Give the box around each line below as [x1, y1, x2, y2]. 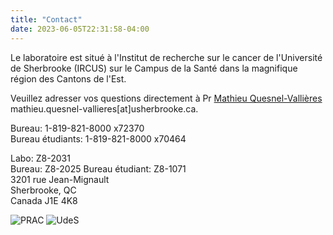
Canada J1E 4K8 [10, 194, 78, 206]
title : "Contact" [10, 14, 83, 25]
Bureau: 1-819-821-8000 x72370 [10, 122, 145, 134]
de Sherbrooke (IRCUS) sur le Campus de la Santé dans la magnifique [10, 62, 298, 74]
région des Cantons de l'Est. [10, 72, 127, 85]
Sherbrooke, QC [10, 184, 77, 196]
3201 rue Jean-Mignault [10, 173, 110, 185]
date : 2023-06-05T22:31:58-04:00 [10, 24, 150, 34]
